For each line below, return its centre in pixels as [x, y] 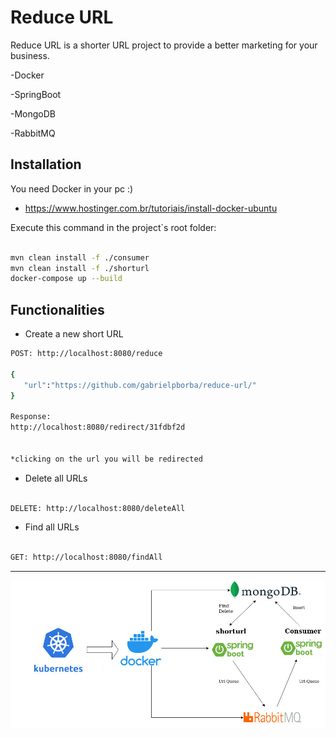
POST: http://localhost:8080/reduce [86, 354]
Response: [31, 417]
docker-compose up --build [66, 279]
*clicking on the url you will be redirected [106, 459]
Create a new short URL [74, 334]
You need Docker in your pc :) [72, 188]
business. [30, 55]
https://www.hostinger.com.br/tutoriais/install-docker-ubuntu [151, 208]
